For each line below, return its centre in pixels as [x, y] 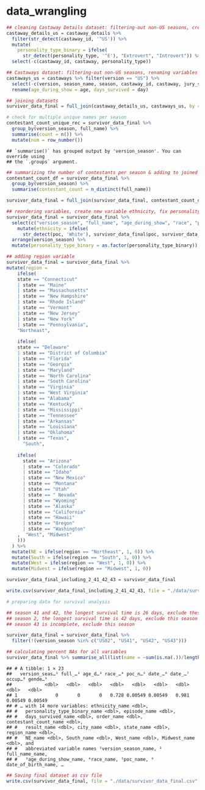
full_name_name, [27, 754]
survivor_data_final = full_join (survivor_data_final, [77, 201]
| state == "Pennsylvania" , [53, 325]
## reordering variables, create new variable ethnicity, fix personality [103, 212]
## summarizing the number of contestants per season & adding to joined [102, 172]
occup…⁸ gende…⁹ [27, 679]
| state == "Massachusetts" [53, 291]
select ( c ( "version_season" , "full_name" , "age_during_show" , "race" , [102, 223]
